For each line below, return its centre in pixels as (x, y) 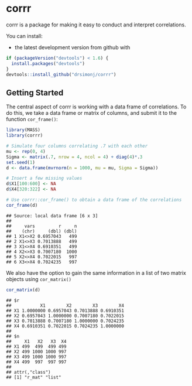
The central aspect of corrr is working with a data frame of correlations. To (96, 107)
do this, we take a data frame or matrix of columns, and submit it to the (92, 113)
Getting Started (35, 93)
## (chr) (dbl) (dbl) (42, 231)
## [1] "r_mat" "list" (34, 377)
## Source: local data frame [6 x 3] (52, 216)
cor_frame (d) (22, 205)
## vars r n (42, 226)
